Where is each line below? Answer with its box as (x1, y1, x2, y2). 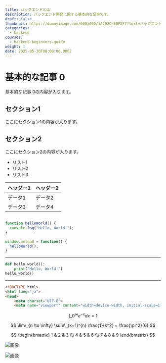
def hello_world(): (5, 262, 45, 267)
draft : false (5, 16, 32, 21)
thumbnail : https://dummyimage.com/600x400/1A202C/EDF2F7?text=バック (5, 21, 152, 26)
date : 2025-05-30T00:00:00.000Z (5, 49, 72, 53)
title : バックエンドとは (5, 7, 50, 12)
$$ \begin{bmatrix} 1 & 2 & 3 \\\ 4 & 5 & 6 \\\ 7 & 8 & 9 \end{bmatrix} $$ (11, 332, 155, 338)
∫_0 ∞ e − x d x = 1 (68, 312, 98, 318)
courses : (5, 35, 23, 40)
